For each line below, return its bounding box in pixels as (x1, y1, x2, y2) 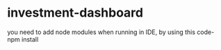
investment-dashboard (7, 5, 144, 21)
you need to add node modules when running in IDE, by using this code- (7, 28, 215, 36)
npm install (7, 35, 39, 43)
